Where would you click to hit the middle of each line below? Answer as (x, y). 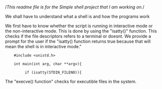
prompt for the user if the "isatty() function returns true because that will (78, 41)
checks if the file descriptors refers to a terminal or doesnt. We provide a (78, 36)
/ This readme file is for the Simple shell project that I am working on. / (75, 7)
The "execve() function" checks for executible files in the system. (71, 81)
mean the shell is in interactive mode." (43, 46)
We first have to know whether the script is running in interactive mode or (79, 26)
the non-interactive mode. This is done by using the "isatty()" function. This (81, 31)
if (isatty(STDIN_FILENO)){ (53, 72)
